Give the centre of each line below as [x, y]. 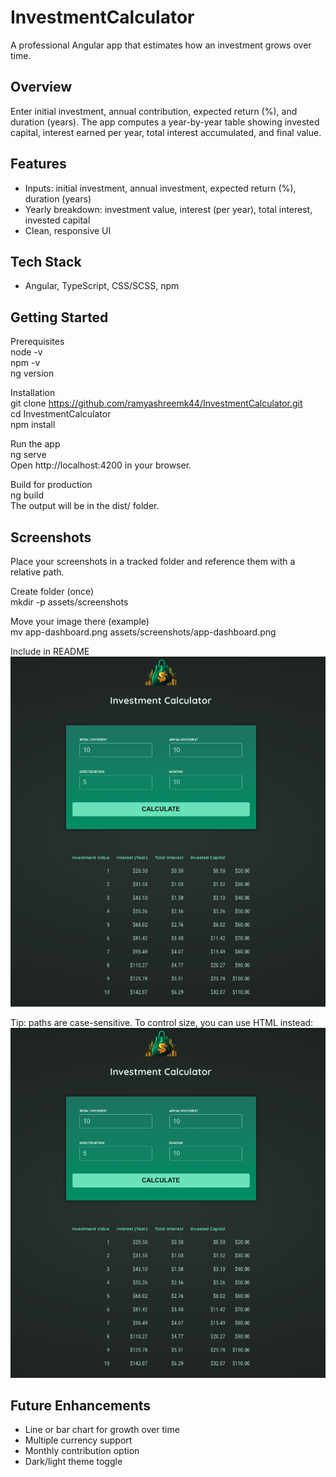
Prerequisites [37, 342]
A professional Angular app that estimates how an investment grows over [161, 45]
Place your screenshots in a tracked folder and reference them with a [153, 561]
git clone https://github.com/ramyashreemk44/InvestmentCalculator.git [156, 403]
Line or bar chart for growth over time [102, 1430]
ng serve [28, 455]
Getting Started [59, 317]
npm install [33, 425]
